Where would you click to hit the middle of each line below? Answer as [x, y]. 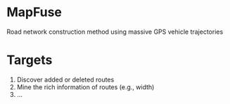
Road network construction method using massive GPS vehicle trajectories [115, 32]
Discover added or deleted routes [65, 79]
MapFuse [34, 12]
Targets [30, 60]
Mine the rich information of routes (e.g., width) [85, 87]
